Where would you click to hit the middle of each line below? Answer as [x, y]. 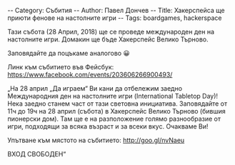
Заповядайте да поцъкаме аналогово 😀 [69, 53]
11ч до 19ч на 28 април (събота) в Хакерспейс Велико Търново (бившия [117, 111]
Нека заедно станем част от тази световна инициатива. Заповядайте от [117, 104]
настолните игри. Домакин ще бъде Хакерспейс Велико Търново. [108, 39]
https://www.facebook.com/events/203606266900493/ [90, 75]
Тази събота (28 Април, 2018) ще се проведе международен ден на [111, 32]
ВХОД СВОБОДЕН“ [37, 154]
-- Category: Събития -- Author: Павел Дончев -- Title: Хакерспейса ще [116, 10]
